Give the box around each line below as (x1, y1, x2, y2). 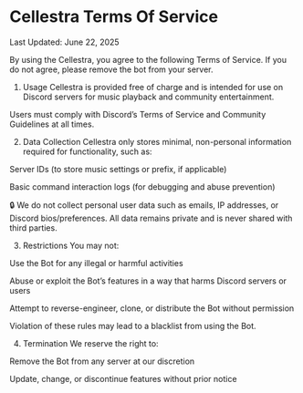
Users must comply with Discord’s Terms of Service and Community (9, 109, 266, 119)
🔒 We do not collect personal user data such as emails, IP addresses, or (9, 199, 279, 211)
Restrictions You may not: (22, 240, 120, 251)
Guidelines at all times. (9, 119, 95, 129)
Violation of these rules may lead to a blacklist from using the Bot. (9, 320, 257, 331)
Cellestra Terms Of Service (9, 6, 219, 27)
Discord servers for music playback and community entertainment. (22, 91, 275, 102)
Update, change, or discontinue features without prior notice (9, 373, 237, 384)
